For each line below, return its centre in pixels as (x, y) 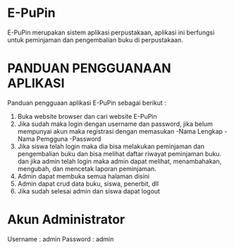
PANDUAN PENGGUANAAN (89, 69)
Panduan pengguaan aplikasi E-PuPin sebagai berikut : (87, 103)
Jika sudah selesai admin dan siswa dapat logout (89, 191)
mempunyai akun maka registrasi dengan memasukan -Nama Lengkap (120, 131)
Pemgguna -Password (69, 139)
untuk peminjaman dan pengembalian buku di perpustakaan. (95, 39)
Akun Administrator (66, 220)
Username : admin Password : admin (61, 239)
